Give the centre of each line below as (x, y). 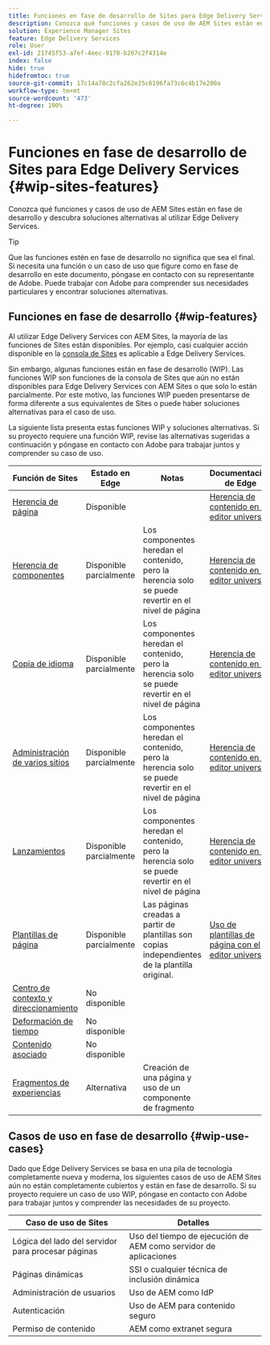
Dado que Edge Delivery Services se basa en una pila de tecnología (121, 1168)
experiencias (37, 1092)
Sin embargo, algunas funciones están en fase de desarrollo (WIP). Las (126, 369)
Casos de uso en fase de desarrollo (98, 1136)
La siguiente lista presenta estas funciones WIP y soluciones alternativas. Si (134, 427)
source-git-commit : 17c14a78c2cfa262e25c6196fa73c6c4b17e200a (115, 83)
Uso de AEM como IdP (172, 1292)
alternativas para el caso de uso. (62, 412)
